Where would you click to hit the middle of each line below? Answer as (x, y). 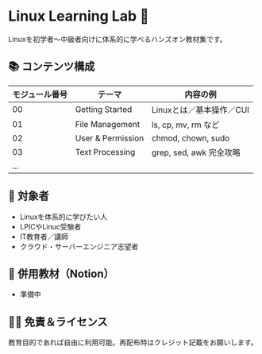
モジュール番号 (40, 94)
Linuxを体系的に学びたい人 (64, 217)
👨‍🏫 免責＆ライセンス (58, 322)
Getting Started (104, 109)
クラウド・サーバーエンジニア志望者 (79, 246)
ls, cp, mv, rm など (185, 125)
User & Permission (110, 138)
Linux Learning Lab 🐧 (79, 16)
